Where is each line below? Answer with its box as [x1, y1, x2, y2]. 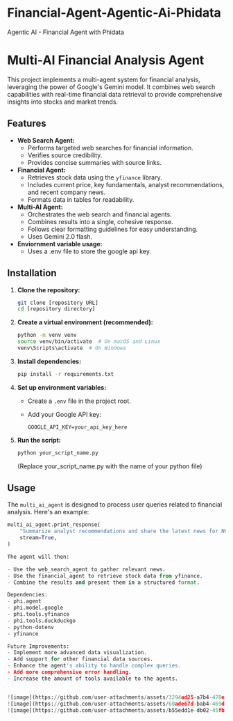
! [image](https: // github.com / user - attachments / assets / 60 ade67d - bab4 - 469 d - [7, 700, 228, 707]
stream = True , [19, 534, 58, 541]
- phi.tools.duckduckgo [7, 617, 76, 624]
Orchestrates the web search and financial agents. [27, 210, 172, 219]
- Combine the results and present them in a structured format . [7, 579, 200, 586]
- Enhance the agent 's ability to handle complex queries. [7, 663, 182, 669]
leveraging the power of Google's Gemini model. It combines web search [7, 82, 216, 91]
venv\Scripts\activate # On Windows [17, 344, 127, 351]
